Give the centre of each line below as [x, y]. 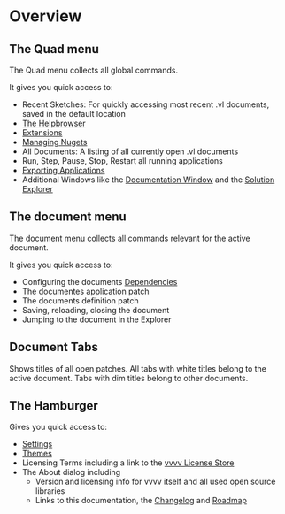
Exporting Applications [63, 170]
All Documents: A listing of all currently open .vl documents [130, 151]
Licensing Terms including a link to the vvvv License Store [128, 463]
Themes [37, 454]
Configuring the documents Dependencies [100, 281]
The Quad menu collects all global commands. [94, 70]
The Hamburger [54, 406]
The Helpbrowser [54, 123]
